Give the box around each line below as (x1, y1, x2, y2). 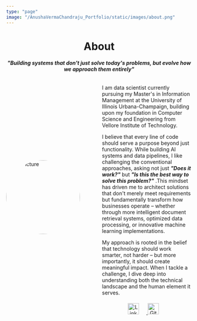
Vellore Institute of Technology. (102, 122, 178, 129)
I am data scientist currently (102, 84, 170, 91)
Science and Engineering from (102, 115, 176, 122)
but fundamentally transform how (102, 196, 183, 203)
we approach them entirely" (64, 66, 134, 73)
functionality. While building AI (102, 145, 176, 153)
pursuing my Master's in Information (102, 90, 191, 98)
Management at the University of (102, 96, 182, 103)
